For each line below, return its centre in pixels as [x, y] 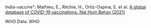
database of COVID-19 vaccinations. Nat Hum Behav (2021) [65, 12]
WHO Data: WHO [23, 21]
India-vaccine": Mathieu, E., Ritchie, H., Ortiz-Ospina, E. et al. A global [75, 7]
